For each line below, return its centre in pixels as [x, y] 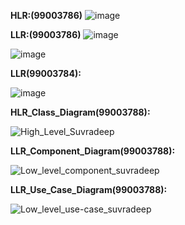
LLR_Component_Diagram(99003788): [93, 151]
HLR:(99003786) [46, 15]
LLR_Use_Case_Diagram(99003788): [89, 189]
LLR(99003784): [46, 73]
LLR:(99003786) [46, 34]
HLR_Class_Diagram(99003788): [80, 112]
